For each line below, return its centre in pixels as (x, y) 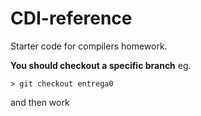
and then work (40, 102)
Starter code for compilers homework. (89, 46)
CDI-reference (71, 18)
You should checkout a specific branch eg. (101, 65)
